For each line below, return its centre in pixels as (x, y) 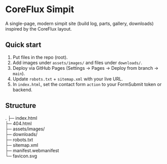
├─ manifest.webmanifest (32, 150)
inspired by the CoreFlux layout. (39, 29)
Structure (21, 106)
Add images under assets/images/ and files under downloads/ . (77, 63)
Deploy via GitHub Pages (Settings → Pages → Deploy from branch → (86, 68)
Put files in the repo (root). (40, 57)
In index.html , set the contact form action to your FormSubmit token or (87, 84)
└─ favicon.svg (21, 156)
